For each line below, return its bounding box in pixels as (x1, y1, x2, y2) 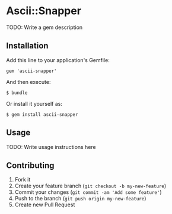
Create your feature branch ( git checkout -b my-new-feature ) (14, 182, 167, 190)
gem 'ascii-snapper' (6, 68, 58, 74)
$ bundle (6, 90, 28, 96)
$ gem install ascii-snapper (6, 111, 78, 118)
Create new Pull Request (14, 201, 75, 208)
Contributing (6, 160, 55, 170)
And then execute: (6, 78, 51, 85)
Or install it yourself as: (6, 100, 62, 107)
